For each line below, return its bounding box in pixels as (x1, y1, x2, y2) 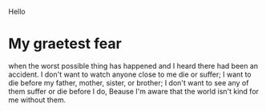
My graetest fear (8, 35, 122, 53)
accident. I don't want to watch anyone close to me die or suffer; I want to (8, 69, 252, 79)
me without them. (8, 95, 66, 105)
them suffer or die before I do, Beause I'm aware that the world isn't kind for (8, 86, 259, 96)
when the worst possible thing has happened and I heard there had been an (8, 61, 259, 70)
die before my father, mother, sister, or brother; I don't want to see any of (8, 77, 249, 87)
